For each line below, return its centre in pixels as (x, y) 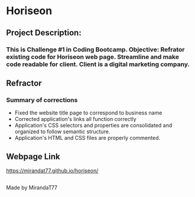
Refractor (24, 83)
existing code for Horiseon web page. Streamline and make (92, 57)
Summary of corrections (42, 100)
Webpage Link (33, 157)
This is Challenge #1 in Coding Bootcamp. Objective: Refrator (95, 50)
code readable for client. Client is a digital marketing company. (98, 64)
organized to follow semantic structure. (62, 132)
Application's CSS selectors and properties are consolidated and (93, 126)
